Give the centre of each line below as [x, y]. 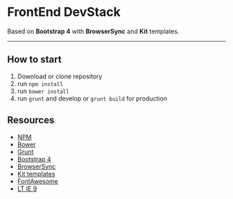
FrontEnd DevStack [64, 12]
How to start [34, 60]
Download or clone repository [60, 76]
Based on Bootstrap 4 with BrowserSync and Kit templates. [93, 31]
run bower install [43, 91]
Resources [31, 120]
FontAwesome [38, 181]
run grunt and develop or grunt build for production [92, 98]
